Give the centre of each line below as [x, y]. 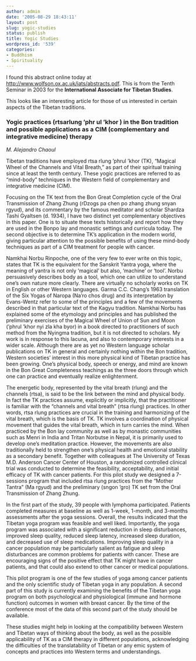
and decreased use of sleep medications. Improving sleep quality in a [90, 542]
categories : [20, 50]
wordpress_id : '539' [31, 44]
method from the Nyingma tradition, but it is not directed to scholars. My [93, 333]
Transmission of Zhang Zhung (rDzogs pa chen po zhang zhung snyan [91, 203]
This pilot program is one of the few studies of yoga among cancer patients [97, 578]
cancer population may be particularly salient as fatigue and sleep [86, 548]
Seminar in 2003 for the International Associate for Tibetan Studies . [90, 89]
